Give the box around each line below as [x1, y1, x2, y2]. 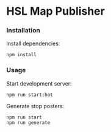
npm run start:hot [6, 92, 53, 98]
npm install [6, 52, 37, 58]
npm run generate [6, 119, 51, 126]
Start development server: [6, 79, 72, 87]
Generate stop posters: [6, 102, 65, 109]
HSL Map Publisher [6, 4, 105, 18]
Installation [6, 26, 41, 35]
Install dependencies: [6, 40, 60, 47]
